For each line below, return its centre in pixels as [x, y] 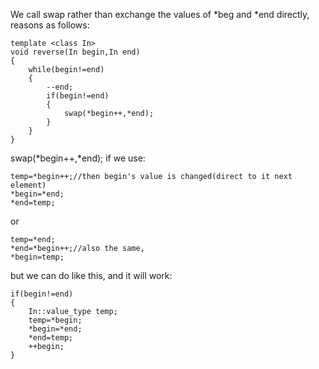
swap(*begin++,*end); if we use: [78, 158]
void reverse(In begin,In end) [75, 52]
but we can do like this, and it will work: [91, 275]
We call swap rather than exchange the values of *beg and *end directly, [160, 14]
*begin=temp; [37, 257]
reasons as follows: [50, 25]
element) [28, 185]
